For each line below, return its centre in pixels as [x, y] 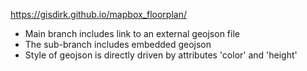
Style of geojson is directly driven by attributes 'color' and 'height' [161, 55]
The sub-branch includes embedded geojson [118, 44]
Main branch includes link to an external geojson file [132, 33]
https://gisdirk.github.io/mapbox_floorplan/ [98, 14]
